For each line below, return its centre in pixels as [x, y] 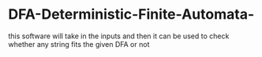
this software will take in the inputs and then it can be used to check [119, 36]
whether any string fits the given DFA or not [79, 44]
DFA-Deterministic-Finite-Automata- [131, 14]
